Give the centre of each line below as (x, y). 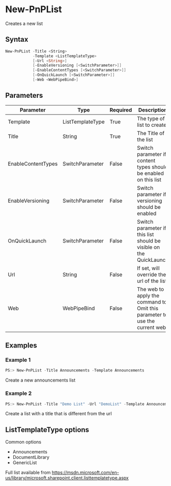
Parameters (24, 96)
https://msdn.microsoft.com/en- (85, 473)
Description (153, 110)
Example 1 (18, 360)
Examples (21, 346)
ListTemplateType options (47, 430)
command (149, 302)
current (146, 327)
